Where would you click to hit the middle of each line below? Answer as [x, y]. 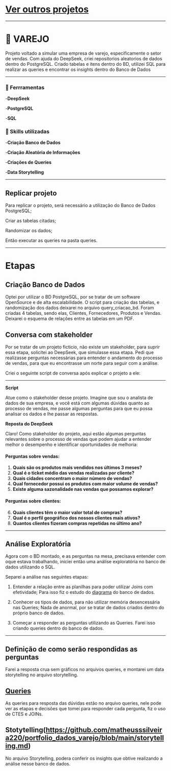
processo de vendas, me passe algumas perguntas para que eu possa [79, 409]
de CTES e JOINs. [24, 714]
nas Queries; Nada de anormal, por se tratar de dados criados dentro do [88, 608]
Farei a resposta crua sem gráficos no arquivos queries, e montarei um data [85, 669]
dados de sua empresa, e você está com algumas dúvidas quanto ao [77, 403]
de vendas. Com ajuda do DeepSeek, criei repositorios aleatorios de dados [84, 58]
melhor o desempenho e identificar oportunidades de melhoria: [72, 444]
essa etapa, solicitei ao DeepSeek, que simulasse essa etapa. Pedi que [80, 353]
